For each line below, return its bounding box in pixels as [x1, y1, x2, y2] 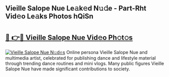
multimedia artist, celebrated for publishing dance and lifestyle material [5, 55, 156, 61]
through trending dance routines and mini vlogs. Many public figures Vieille [5, 61, 164, 66]
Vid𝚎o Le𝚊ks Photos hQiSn [5, 12, 93, 21]
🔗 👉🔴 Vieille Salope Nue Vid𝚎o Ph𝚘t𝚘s [5, 33, 133, 42]
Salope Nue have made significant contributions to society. [5, 66, 130, 72]
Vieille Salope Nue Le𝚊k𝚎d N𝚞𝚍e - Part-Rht [5, 4, 146, 13]
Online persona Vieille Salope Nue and [66, 49, 148, 55]
